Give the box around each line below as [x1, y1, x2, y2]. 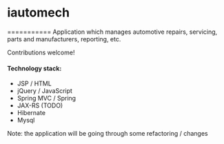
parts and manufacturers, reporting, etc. [7, 34, 121, 43]
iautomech [7, 5, 70, 21]
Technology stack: [7, 64, 62, 72]
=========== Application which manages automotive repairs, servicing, [7, 28, 218, 36]
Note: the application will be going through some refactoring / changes [7, 130, 208, 138]
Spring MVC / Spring [17, 94, 77, 103]
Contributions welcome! [7, 48, 75, 56]
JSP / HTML [17, 79, 52, 88]
